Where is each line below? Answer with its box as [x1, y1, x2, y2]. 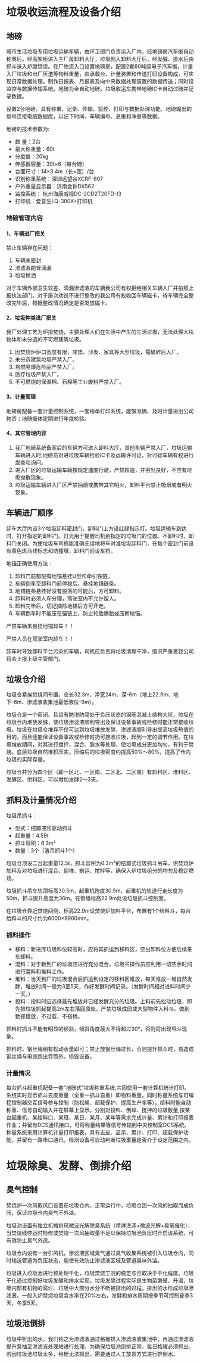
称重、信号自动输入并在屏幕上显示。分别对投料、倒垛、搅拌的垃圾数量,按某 [6, 1106, 190, 1113]
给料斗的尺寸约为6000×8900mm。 [6, 915, 92, 922]
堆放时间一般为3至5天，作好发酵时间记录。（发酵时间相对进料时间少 [25, 983, 191, 990]
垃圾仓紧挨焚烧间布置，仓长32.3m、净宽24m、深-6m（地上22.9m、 [6, 691, 174, 698]
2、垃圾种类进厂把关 [6, 314, 57, 321]
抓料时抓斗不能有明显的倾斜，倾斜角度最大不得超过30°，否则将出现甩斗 [6, 1025, 182, 1032]
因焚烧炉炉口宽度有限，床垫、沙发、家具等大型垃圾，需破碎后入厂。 [14, 348, 182, 356]
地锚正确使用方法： [6, 559, 54, 567]
